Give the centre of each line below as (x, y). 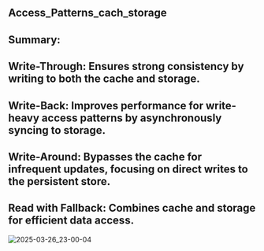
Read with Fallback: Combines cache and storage (132, 208)
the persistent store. (59, 181)
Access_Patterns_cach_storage (87, 13)
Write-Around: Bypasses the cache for (105, 157)
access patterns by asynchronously (132, 118)
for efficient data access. (71, 221)
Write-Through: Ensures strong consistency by (126, 66)
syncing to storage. (57, 130)
